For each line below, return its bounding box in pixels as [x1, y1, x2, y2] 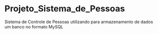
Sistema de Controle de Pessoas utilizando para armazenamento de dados [4, 19, 153, 25]
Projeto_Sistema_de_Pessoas [4, 3, 125, 14]
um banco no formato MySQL [4, 24, 63, 29]
